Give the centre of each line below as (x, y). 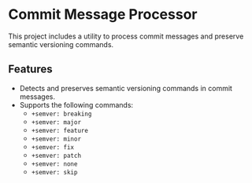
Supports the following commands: (76, 104)
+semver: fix (53, 147)
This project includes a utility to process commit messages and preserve (126, 36)
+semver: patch (56, 156)
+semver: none (54, 164)
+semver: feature (60, 130)
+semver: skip (54, 172)
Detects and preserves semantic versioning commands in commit (126, 88)
